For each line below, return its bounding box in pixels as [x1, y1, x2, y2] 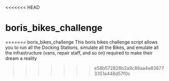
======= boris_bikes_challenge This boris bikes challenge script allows [5, 39, 158, 45]
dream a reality [5, 55, 37, 61]
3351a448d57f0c [94, 70, 131, 76]
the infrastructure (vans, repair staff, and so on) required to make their [5, 49, 153, 56]
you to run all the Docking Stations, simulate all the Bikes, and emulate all [5, 44, 159, 50]
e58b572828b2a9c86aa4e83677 [94, 65, 164, 71]
